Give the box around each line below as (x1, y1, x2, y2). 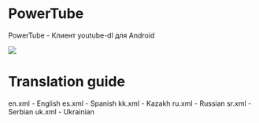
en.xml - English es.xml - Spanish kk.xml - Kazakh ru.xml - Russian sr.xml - (8, 99, 252, 108)
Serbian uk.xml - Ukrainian (8, 107, 94, 116)
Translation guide (8, 73, 126, 91)
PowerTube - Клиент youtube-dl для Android (8, 31, 155, 40)
